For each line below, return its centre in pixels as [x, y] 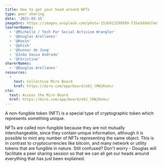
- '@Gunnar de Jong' [30, 50]
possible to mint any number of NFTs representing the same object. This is [80, 138]
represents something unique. [35, 119]
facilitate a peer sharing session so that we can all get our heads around [77, 153]
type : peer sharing [25, 14]
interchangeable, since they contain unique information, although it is [74, 133]
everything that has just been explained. [45, 159]
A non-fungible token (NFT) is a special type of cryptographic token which [80, 113]
